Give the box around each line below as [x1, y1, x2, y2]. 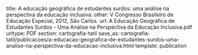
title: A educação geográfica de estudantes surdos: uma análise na [6, 5, 170, 12]
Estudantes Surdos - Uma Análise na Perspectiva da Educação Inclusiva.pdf [6, 23, 193, 30]
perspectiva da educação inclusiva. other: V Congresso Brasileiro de [6, 11, 174, 18]
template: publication [135, 42, 187, 49]
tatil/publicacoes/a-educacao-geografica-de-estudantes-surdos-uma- [6, 36, 180, 43]
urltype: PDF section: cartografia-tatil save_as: [6, 30, 120, 37]
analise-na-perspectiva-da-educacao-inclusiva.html [6, 42, 135, 49]
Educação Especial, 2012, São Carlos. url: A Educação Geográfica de [6, 18, 175, 24]
